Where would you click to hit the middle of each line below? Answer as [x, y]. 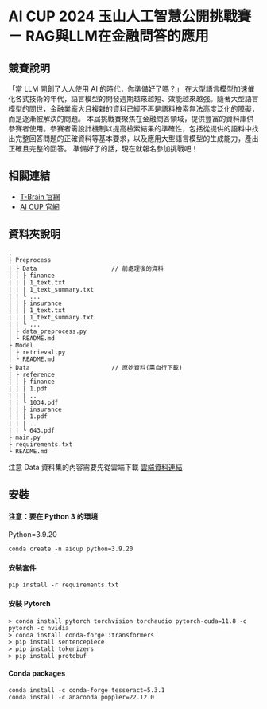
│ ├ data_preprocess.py [48, 331]
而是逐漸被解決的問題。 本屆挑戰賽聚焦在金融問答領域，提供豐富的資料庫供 [131, 119]
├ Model [21, 345]
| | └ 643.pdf [32, 430]
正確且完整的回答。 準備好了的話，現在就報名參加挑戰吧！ [103, 149]
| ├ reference [32, 374]
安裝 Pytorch [29, 604]
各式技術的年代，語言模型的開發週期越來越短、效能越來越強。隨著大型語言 [137, 99]
